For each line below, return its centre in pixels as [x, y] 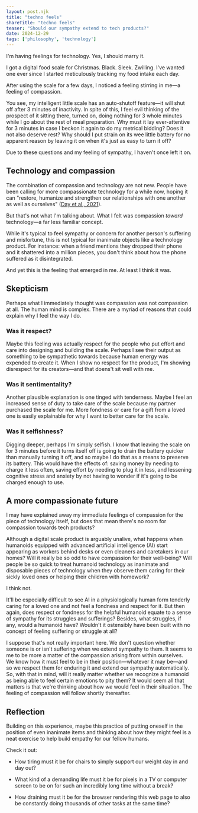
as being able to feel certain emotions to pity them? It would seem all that [95, 681]
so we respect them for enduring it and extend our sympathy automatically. [98, 668]
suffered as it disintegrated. [40, 258]
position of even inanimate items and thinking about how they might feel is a [99, 732]
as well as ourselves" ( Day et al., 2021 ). [54, 204]
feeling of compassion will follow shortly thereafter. [69, 693]
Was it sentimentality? [39, 384]
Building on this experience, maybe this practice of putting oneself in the [95, 726]
